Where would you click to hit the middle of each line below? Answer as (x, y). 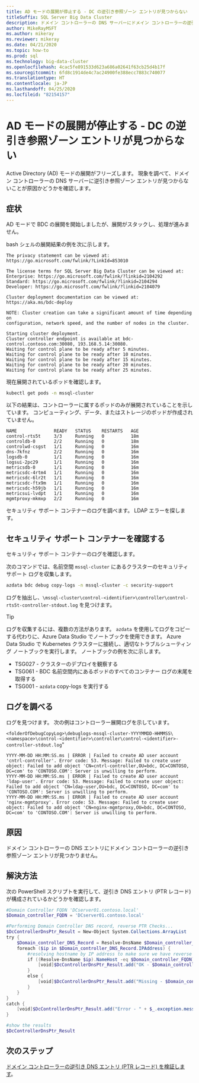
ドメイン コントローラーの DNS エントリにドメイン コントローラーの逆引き (98, 847)
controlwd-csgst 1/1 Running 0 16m (73, 447)
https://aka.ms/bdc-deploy (39, 302)
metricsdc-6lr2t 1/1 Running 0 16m (73, 478)
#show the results (29, 1026)
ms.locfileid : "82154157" (38, 95)
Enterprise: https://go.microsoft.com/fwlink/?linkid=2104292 (84, 276)
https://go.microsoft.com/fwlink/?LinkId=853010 (67, 260)
